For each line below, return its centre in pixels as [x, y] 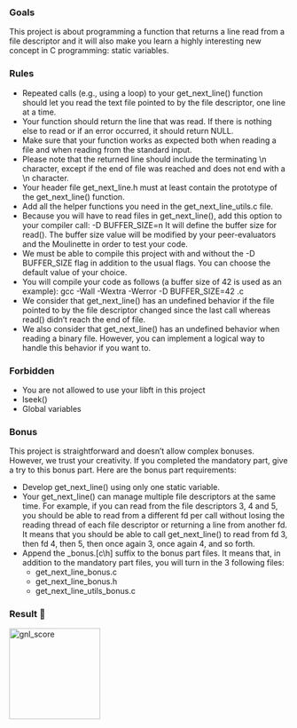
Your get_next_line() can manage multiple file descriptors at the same [149, 497]
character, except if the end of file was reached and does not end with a [153, 168]
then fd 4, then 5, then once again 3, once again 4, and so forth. [138, 544]
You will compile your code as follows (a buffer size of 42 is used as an [152, 281]
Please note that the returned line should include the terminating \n [144, 159]
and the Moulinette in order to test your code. [105, 244]
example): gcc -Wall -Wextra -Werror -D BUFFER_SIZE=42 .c [133, 291]
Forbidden [32, 370]
